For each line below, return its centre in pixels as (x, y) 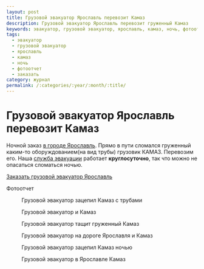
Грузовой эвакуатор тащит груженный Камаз (80, 223)
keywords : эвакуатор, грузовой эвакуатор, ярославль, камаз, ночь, (93, 29)
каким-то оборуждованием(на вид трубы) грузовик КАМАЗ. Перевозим (100, 152)
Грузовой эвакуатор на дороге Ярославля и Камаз (87, 236)
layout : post (23, 12)
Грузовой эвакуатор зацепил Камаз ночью (77, 247)
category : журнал (28, 80)
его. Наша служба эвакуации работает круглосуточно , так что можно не (102, 158)
